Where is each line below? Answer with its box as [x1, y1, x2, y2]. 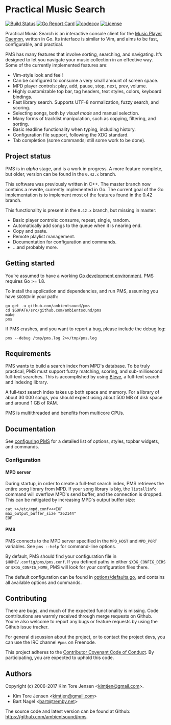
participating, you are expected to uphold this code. [5, 654, 114, 661]
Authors [5, 669, 32, 678]
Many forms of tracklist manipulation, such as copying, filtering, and [12, 115, 156, 121]
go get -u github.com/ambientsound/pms [5, 303, 90, 308]
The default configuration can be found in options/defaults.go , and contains [5, 574, 165, 580]
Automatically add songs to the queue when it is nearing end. [12, 222, 142, 229]
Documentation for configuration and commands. [12, 239, 117, 245]
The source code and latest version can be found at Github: [5, 708, 131, 714]
